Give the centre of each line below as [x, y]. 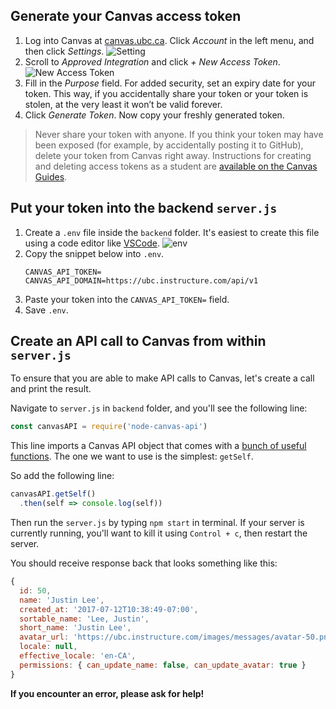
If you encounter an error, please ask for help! [107, 693]
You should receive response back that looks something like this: [144, 563]
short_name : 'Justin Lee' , [75, 628]
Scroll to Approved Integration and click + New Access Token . [152, 61]
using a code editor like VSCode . [92, 243]
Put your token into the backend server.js [144, 208]
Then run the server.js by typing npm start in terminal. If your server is [157, 523]
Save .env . [46, 310]
